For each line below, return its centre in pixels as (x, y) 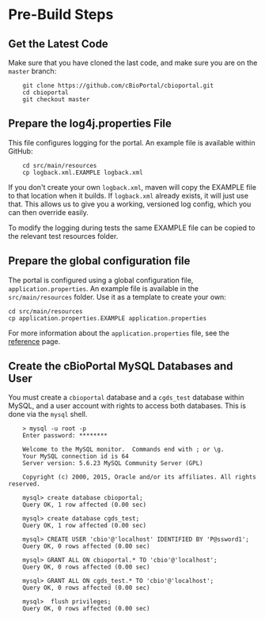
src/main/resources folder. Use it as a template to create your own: (117, 297)
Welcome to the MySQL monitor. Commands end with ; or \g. (123, 450)
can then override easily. (48, 212)
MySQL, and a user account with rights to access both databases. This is (127, 406)
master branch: (32, 71)
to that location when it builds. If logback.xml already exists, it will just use (129, 195)
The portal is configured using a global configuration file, (101, 280)
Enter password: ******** (65, 436)
